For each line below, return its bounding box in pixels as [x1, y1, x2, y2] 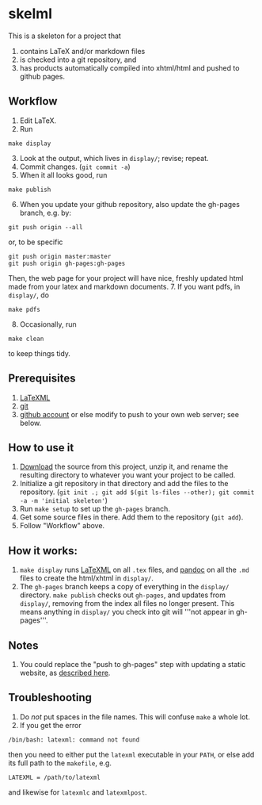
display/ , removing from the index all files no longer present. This [19, 599, 235, 608]
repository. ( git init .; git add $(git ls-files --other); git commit [19, 487, 255, 496]
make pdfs [8, 305, 41, 313]
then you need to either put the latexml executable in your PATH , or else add [8, 749, 255, 759]
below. [19, 418, 42, 427]
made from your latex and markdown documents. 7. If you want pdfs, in [8, 282, 241, 291]
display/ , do [8, 290, 50, 300]
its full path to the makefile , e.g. [8, 758, 112, 768]
